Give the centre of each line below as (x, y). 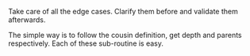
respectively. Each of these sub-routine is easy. (86, 43)
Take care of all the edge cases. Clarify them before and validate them (123, 11)
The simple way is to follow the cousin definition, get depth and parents (125, 35)
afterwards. (27, 20)
